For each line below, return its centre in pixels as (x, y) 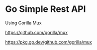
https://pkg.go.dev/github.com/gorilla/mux (48, 42)
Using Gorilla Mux (23, 23)
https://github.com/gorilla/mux (37, 32)
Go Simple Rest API (46, 9)
